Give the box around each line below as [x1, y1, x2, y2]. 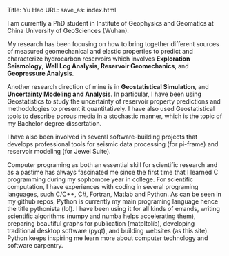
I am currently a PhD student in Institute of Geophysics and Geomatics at [7, 19, 214, 27]
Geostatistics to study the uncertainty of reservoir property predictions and [7, 97, 221, 106]
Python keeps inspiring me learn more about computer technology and [7, 234, 208, 242]
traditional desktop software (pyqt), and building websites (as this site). [7, 227, 209, 235]
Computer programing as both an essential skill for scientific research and [7, 161, 218, 168]
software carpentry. [7, 242, 63, 249]
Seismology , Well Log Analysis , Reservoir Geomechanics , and [7, 62, 189, 70]
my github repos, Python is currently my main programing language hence [7, 197, 219, 206]
